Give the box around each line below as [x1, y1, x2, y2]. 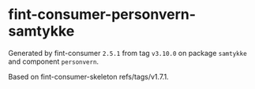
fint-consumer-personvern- [8, 6, 196, 24]
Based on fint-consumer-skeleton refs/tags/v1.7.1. [8, 72, 169, 81]
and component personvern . [8, 57, 99, 66]
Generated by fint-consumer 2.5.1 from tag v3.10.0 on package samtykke [8, 48, 247, 57]
